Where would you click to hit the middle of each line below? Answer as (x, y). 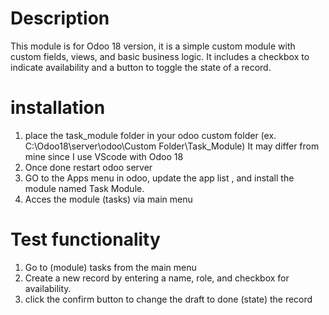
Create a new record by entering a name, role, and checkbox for (157, 278)
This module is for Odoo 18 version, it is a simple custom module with (153, 46)
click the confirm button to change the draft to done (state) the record (168, 299)
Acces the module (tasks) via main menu (108, 199)
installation (58, 108)
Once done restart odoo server (88, 167)
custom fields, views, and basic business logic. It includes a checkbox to (160, 56)
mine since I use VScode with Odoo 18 (104, 156)
